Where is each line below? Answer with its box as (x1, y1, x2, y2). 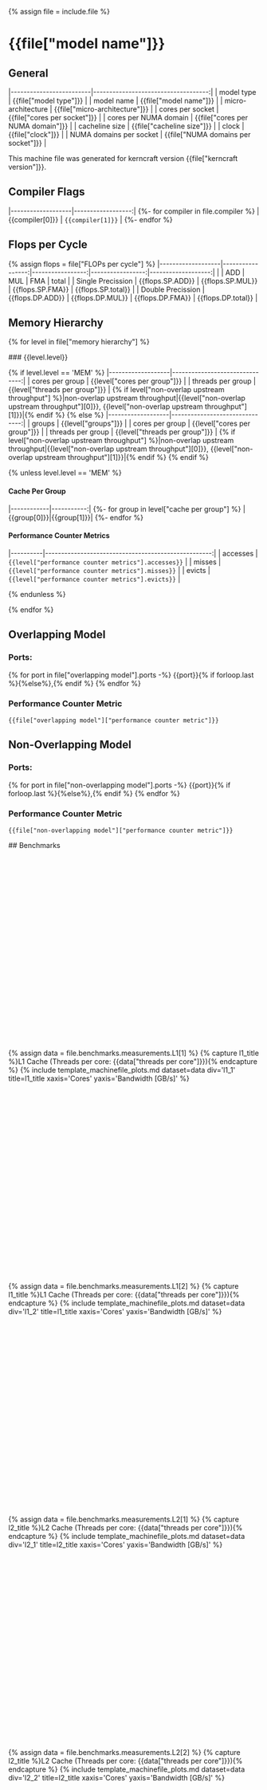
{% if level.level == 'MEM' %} (8, 368, 105, 378)
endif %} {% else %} (36, 410, 104, 420)
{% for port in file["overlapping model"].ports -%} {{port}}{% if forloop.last (8, 669, 254, 680)
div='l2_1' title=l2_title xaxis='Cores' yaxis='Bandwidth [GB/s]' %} (8, 1540, 223, 1549)
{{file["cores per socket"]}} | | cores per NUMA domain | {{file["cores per (8, 113, 249, 122)
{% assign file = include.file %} (8, 7, 110, 16)
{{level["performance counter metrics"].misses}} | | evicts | (8, 565, 211, 575)
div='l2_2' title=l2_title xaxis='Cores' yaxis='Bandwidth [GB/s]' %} (8, 1772, 226, 1782)
